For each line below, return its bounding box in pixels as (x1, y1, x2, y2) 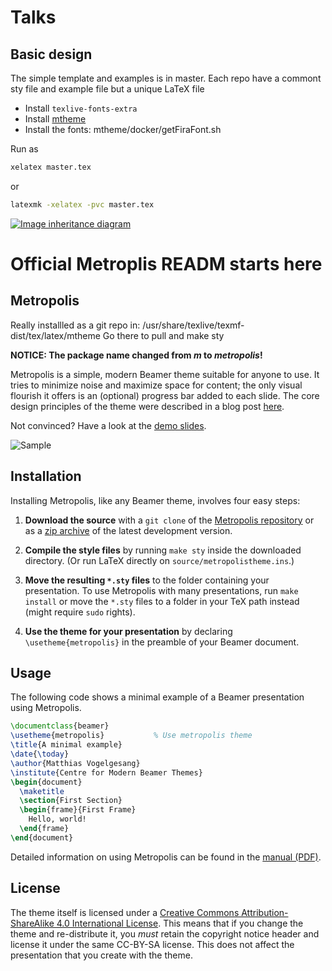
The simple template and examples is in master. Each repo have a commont (10, 72, 322, 84)
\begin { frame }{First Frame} (19, 805, 137, 815)
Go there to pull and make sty (102, 329, 225, 341)
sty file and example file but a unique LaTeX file (10, 83, 205, 95)
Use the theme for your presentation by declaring (24, 625, 233, 637)
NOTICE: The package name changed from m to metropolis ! (10, 349, 263, 361)
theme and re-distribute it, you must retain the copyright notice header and (10, 927, 320, 940)
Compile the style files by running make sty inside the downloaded (24, 544, 302, 556)
